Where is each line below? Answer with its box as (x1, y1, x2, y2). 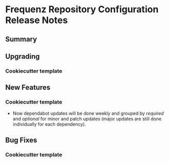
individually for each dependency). (12, 121, 86, 127)
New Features (5, 83, 51, 92)
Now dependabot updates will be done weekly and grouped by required (12, 110, 164, 116)
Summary (5, 35, 37, 43)
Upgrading (5, 52, 40, 61)
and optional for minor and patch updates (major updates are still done (12, 115, 162, 122)
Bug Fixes (5, 135, 37, 144)
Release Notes (5, 14, 68, 26)
